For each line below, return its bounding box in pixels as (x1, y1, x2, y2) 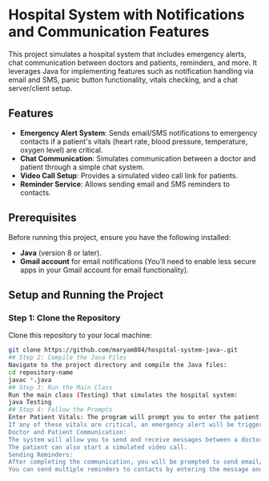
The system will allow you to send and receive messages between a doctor (8, 435, 263, 443)
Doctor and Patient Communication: (8, 428, 127, 436)
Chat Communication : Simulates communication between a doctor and (19, 153, 256, 163)
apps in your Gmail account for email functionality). (19, 265, 190, 275)
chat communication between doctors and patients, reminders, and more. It (8, 58, 258, 67)
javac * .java (8, 376, 52, 384)
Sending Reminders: (8, 450, 74, 459)
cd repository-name (8, 368, 74, 377)
